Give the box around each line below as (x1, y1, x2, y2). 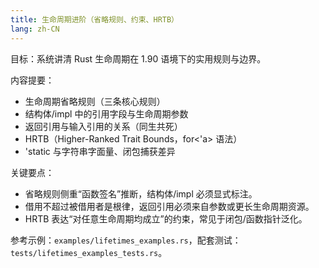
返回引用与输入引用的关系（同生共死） (24, 120, 183, 132)
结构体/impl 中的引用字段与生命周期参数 (24, 107, 189, 120)
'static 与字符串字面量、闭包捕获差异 (24, 145, 176, 157)
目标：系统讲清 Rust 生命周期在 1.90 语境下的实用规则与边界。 (10, 52, 267, 65)
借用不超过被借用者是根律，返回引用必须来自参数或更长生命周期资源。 (24, 200, 315, 212)
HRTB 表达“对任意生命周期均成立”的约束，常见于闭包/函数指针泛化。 (24, 212, 308, 225)
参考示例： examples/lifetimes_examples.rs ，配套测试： (10, 234, 242, 246)
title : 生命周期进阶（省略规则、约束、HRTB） (10, 14, 180, 25)
